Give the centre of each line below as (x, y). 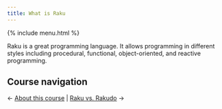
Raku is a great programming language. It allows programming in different (111, 46)
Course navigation (47, 82)
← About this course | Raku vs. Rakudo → (66, 98)
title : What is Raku (37, 13)
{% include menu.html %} (44, 33)
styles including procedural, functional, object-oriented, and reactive (104, 53)
